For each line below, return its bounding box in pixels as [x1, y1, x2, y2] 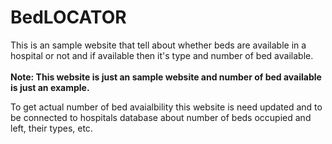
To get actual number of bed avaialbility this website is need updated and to [10, 101, 323, 113]
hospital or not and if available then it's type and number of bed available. [10, 49, 314, 61]
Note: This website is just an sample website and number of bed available [10, 71, 322, 83]
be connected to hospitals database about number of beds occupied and [10, 111, 312, 123]
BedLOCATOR [10, 6, 127, 29]
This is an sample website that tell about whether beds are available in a [10, 39, 307, 51]
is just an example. [10, 81, 90, 93]
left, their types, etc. [10, 122, 93, 134]
